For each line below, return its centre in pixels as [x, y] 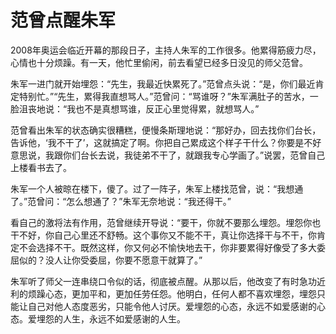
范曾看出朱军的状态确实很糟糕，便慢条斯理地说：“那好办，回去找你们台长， [166, 130]
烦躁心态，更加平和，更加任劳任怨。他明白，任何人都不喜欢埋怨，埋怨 [172, 293]
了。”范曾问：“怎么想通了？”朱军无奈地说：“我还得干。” [121, 201]
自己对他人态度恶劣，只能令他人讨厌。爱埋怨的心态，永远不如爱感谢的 [172, 306]
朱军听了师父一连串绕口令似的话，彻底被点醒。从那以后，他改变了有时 [155, 281]
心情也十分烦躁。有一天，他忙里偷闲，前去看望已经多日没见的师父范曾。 [159, 62]
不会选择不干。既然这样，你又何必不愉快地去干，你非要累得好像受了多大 [167, 247]
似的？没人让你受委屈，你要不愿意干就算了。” [110, 260]
